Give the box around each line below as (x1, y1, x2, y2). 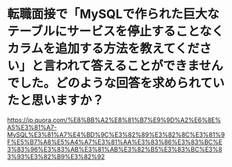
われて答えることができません (55, 58, 224, 74)
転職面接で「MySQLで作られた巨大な (7, 6, 220, 22)
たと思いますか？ (7, 92, 105, 108)
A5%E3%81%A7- (7, 123, 57, 131)
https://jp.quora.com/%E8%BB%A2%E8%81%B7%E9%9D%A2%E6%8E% (7, 115, 221, 124)
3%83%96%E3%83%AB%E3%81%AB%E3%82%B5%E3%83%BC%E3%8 (7, 145, 222, 153)
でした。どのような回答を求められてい (7, 75, 225, 91)
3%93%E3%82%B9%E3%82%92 (7, 153, 105, 161)
